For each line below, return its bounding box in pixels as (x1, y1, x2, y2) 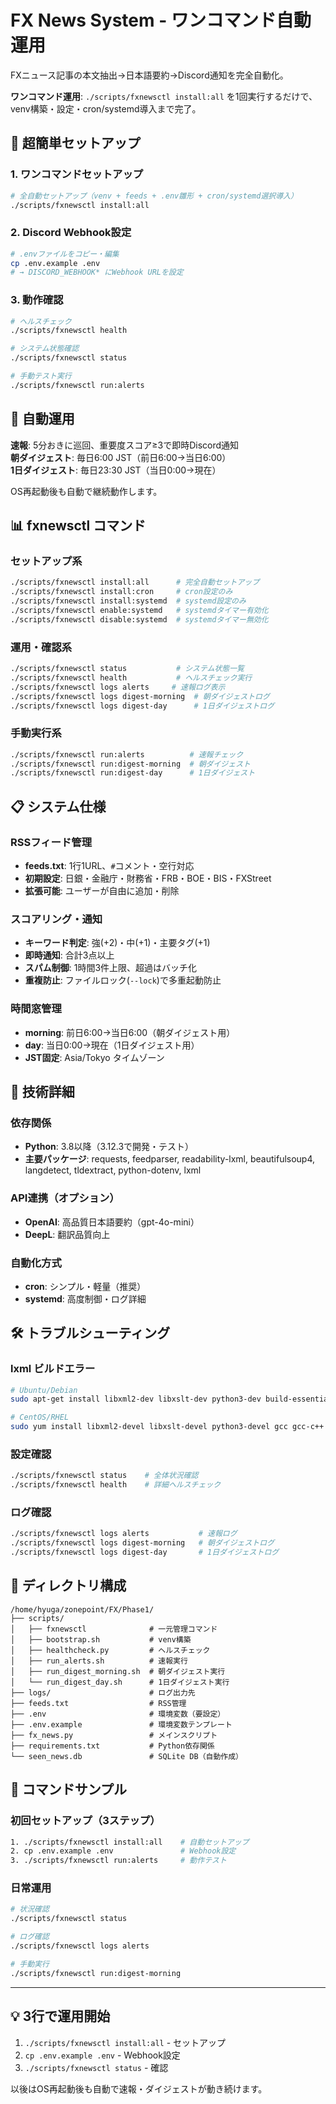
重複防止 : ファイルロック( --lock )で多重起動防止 (24, 974, 222, 986)
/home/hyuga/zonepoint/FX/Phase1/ (10, 1604, 155, 1615)
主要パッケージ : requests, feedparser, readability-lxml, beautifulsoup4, (24, 1153, 316, 1165)
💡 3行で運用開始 (10, 2008, 111, 2025)
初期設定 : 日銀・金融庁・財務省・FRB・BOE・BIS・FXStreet (24, 872, 272, 884)
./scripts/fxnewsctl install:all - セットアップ (24, 2036, 227, 2048)
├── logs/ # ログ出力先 (10, 1687, 196, 1698)
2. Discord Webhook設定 (10, 226, 132, 240)
